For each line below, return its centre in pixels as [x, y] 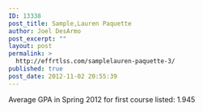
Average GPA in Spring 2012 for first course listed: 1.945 [102, 99]
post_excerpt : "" [38, 39]
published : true [36, 69]
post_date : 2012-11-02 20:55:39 [63, 76]
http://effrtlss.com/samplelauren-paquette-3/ [95, 62]
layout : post [30, 46]
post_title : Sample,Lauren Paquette [70, 24]
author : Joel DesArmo [45, 31]
